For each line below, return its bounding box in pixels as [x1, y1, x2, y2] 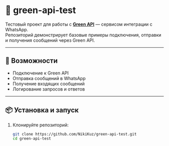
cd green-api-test [12, 136, 51, 141]
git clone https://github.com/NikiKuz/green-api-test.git [12, 131, 137, 136]
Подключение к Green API [12, 70, 69, 76]
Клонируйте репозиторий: [12, 122, 69, 128]
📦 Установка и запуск [5, 106, 79, 115]
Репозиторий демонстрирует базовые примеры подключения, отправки [5, 32, 162, 38]
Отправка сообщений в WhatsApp [12, 75, 86, 81]
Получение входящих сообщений [12, 81, 85, 87]
